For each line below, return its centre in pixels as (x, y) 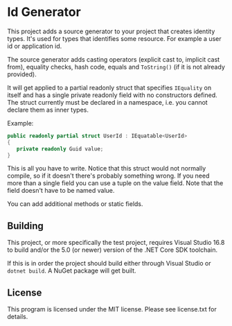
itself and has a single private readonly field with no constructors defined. (113, 95)
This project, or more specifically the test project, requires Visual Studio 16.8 (116, 243)
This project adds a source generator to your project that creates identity (111, 31)
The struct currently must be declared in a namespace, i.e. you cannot (107, 102)
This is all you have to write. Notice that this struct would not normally (107, 169)
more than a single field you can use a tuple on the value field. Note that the (115, 183)
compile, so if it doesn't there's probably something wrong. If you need (108, 176)
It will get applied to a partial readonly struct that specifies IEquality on (109, 87)
